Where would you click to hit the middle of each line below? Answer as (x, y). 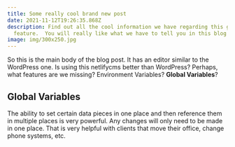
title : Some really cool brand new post (67, 14)
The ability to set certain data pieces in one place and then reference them (115, 113)
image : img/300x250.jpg (42, 40)
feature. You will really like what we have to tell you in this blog (120, 33)
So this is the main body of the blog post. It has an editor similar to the (108, 59)
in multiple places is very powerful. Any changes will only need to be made (115, 120)
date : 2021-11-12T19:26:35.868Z (54, 20)
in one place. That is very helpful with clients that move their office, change (116, 128)
